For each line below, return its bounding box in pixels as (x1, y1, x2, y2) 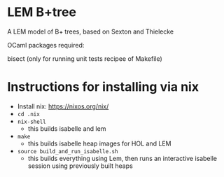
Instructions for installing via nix (7, 79, 199, 95)
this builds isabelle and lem (27, 124, 106, 133)
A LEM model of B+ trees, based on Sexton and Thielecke (7, 27, 174, 36)
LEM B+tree (7, 4, 77, 20)
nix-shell (17, 118, 47, 125)
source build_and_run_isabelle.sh (17, 148, 118, 155)
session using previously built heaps (27, 162, 133, 170)
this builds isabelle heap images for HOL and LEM (27, 139, 171, 148)
